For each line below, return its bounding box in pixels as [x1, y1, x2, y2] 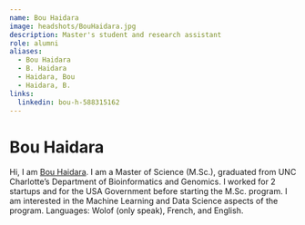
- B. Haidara [17, 64, 67, 73]
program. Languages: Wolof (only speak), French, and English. [9, 205, 244, 216]
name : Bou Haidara [9, 13, 79, 23]
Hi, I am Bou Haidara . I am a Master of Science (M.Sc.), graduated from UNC [9, 167, 297, 178]
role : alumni [9, 38, 59, 48]
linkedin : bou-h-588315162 [17, 97, 120, 107]
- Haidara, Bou [17, 73, 76, 82]
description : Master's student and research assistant [9, 30, 222, 39]
